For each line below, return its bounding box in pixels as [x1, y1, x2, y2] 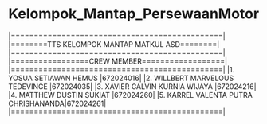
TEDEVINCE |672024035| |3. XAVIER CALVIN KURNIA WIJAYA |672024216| [8, 81, 257, 91]
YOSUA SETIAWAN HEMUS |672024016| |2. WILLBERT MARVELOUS [8, 73, 234, 83]
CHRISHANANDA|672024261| [8, 99, 107, 108]
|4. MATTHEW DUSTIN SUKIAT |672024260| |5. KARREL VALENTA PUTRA [8, 90, 253, 99]
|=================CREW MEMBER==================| [8, 56, 228, 66]
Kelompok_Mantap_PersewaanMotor [8, 5, 260, 23]
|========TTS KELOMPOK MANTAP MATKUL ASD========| [8, 39, 220, 48]
